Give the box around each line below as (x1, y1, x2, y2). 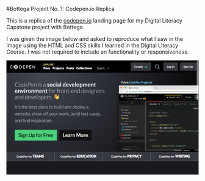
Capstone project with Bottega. (6, 24, 85, 30)
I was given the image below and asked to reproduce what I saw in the (6, 35, 184, 42)
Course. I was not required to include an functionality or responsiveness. (6, 48, 189, 55)
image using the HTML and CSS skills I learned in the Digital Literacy (6, 42, 179, 49)
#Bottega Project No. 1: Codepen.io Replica (6, 5, 115, 12)
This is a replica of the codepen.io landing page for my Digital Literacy (6, 17, 183, 24)
